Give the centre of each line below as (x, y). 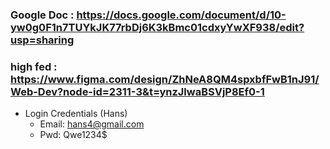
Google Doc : (42, 15)
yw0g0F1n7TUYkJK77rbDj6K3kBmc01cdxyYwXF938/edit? (157, 27)
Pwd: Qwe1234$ (73, 135)
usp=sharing (42, 40)
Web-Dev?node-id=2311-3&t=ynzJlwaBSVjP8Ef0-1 (137, 91)
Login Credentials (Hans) (76, 114)
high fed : (34, 66)
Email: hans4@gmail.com (92, 124)
